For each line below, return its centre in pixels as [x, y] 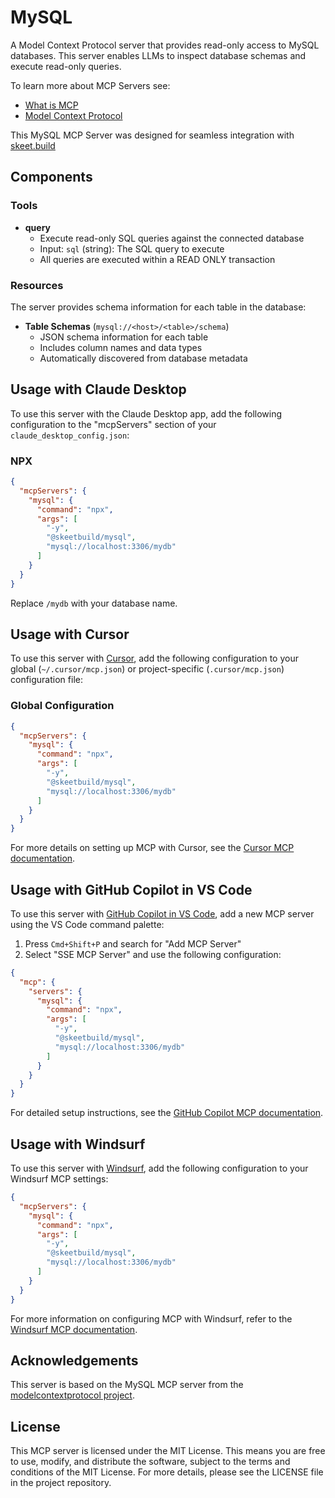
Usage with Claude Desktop [98, 389]
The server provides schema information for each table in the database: [158, 307]
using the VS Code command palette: [87, 924]
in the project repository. [61, 1483]
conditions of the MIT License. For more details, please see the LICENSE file [167, 1472]
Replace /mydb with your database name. [94, 603]
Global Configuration [62, 706]
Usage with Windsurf [78, 1144]
